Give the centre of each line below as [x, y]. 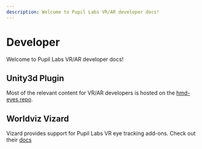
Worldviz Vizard [38, 119]
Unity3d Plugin [35, 78]
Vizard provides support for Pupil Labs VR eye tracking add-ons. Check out [101, 133]
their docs [19, 140]
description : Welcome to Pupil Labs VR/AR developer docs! [83, 12]
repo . [26, 100]
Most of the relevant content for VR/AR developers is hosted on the [91, 93]
